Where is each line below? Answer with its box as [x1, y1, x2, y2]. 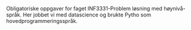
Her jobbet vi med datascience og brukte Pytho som [23, 11, 152, 18]
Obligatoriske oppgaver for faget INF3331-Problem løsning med [6, 5, 163, 12]
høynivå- [164, 5, 186, 12]
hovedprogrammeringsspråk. [6, 18, 78, 24]
